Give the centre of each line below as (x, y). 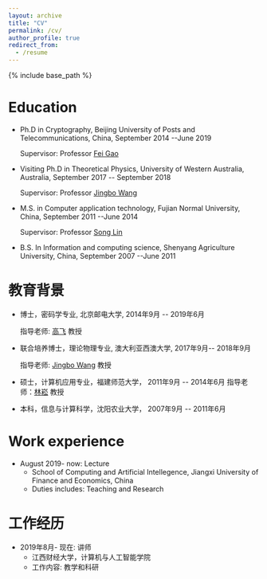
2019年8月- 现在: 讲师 (55, 547)
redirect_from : (33, 45)
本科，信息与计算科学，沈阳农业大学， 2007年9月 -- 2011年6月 (123, 409)
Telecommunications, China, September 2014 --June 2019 (116, 138)
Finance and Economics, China (82, 480)
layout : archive (35, 16)
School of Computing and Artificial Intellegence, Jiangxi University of (145, 471)
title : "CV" (28, 23)
